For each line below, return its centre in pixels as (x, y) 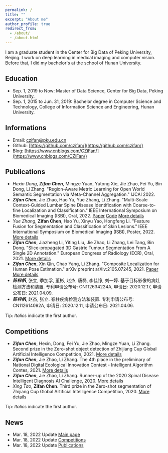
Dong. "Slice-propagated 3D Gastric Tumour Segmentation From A (81, 248)
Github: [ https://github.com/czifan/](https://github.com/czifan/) (78, 145)
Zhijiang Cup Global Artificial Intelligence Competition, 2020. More (81, 392)
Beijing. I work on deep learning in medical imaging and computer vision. (80, 57)
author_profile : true (28, 24)
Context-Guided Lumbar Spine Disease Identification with (72, 205)
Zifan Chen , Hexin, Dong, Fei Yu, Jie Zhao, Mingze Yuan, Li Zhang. (82, 344)
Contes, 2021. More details (40, 370)
